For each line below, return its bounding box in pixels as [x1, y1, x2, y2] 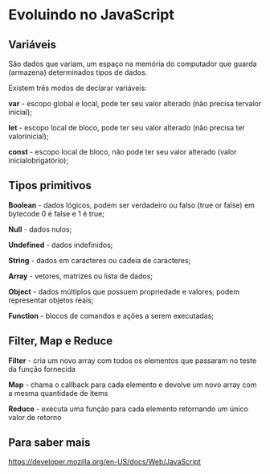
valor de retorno [8, 412, 62, 422]
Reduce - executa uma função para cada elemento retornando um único [8, 404, 249, 414]
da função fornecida [8, 364, 76, 373]
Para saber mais [8, 436, 91, 450]
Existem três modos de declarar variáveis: [8, 83, 147, 93]
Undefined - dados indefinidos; [8, 240, 113, 249]
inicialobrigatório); [8, 155, 69, 165]
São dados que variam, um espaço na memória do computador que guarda [8, 59, 257, 68]
